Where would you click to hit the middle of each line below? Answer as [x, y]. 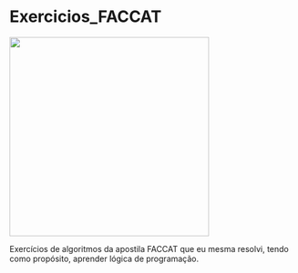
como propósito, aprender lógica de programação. [104, 258]
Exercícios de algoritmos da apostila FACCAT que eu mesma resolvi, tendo [149, 248]
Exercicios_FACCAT [86, 17]
